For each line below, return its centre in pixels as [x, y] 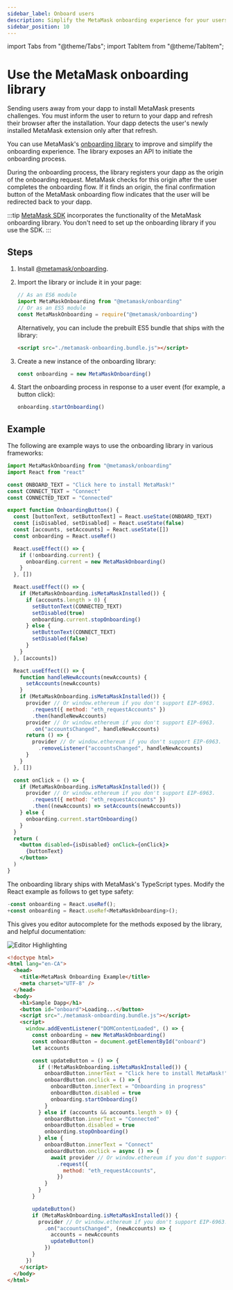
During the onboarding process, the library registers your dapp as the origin [115, 172]
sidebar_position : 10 [38, 26]
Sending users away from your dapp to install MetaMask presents [101, 108]
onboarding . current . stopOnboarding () [86, 620]
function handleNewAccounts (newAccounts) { [84, 677]
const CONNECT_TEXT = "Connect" [54, 491]
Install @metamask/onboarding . [63, 269]
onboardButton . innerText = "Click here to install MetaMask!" [136, 1074]
